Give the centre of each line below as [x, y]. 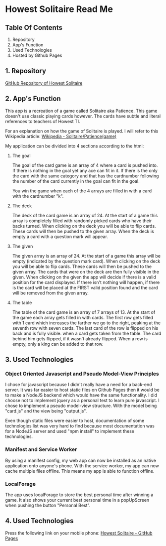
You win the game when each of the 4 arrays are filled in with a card [82, 191]
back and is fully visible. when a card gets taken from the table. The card [87, 333]
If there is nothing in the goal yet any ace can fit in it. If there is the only [85, 170]
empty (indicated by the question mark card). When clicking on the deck [86, 261]
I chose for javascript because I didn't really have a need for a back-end [79, 385]
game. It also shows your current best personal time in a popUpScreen [77, 500]
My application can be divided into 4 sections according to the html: [75, 146]
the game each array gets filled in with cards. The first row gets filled [83, 317]
